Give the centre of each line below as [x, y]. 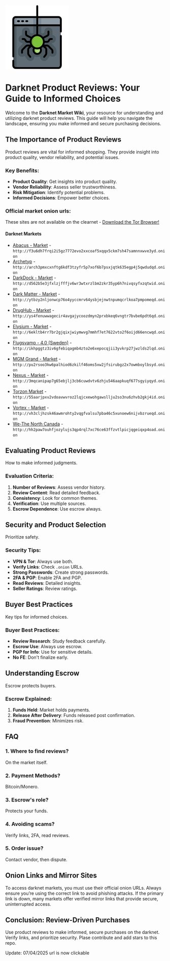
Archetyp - [24, 261]
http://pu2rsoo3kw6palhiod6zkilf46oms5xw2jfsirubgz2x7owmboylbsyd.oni [89, 365]
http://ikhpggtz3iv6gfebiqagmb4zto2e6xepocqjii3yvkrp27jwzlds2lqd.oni [89, 349]
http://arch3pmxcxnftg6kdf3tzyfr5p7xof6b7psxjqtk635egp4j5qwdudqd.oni [89, 267]
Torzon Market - [30, 391]
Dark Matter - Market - [36, 294]
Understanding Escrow [42, 673]
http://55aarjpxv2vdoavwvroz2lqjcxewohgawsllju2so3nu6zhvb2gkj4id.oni [89, 397]
